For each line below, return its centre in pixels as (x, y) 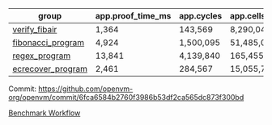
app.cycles (201, 16)
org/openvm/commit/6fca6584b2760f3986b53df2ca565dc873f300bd (126, 97)
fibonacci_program (49, 42)
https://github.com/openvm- (86, 89)
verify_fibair (35, 29)
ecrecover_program (50, 69)
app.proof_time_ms (133, 16)
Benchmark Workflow (45, 113)
